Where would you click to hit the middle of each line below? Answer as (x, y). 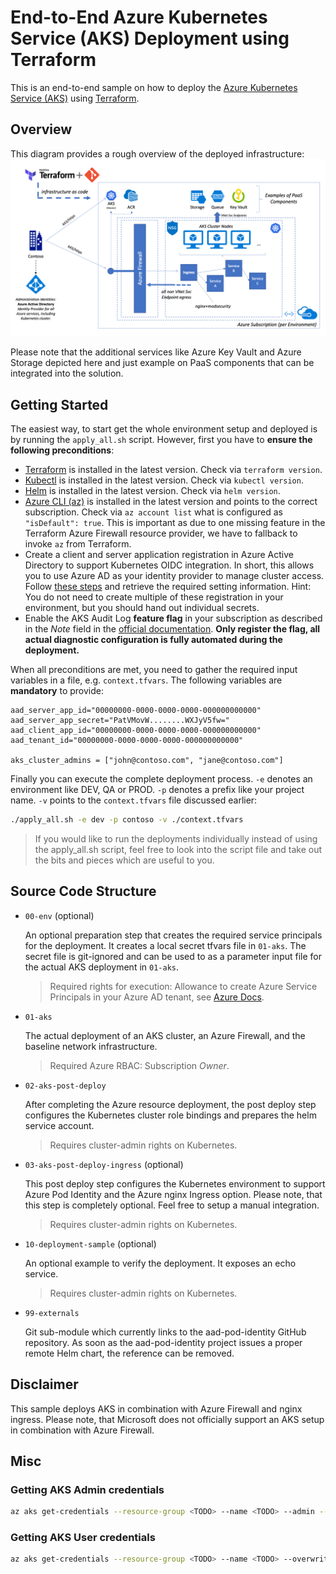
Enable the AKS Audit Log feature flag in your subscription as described (173, 618)
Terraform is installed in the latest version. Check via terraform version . (173, 470)
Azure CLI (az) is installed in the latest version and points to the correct (171, 502)
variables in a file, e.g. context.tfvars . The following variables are (146, 680)
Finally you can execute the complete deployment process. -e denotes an (161, 779)
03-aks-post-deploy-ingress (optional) (104, 1164)
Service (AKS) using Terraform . (75, 98)
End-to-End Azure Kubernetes (139, 17)
